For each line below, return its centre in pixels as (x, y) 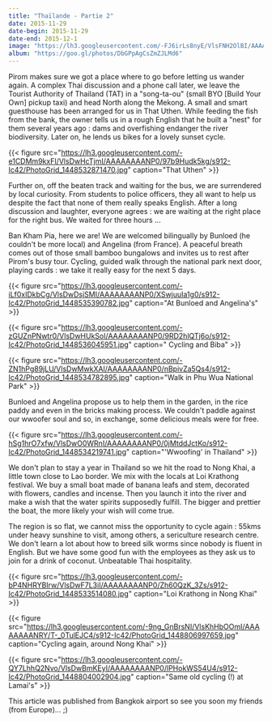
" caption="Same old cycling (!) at (187, 677)
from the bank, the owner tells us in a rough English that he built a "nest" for (135, 120)
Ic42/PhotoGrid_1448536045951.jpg (69, 344)
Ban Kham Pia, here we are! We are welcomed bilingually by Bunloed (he (130, 235)
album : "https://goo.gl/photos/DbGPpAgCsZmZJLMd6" (96, 53)
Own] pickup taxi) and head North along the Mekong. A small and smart (128, 103)
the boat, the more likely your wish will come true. (91, 511)
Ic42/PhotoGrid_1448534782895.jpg (69, 377)
